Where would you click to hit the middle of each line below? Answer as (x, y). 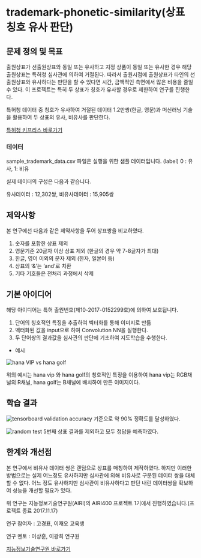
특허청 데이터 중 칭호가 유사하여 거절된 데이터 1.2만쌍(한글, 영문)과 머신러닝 (94, 110)
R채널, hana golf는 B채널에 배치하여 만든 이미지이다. (79, 382)
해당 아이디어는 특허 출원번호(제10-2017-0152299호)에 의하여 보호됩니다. (92, 309)
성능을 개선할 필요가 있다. (42, 490)
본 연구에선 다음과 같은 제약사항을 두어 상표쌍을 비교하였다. (75, 231)
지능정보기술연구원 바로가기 (38, 549)
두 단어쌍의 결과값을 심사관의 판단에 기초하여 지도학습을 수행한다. (91, 338)
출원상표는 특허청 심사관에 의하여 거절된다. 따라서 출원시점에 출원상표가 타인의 (97, 74)
